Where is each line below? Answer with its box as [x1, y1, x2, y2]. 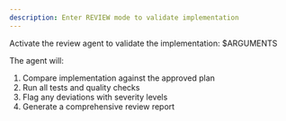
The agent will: [9, 55, 65, 65]
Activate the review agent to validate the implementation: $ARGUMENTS [9, 38, 278, 48]
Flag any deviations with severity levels [22, 91, 168, 102]
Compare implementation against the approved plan [22, 73, 216, 83]
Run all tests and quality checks [22, 82, 140, 92]
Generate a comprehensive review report [22, 100, 175, 112]
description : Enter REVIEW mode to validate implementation [9, 13, 240, 22]
